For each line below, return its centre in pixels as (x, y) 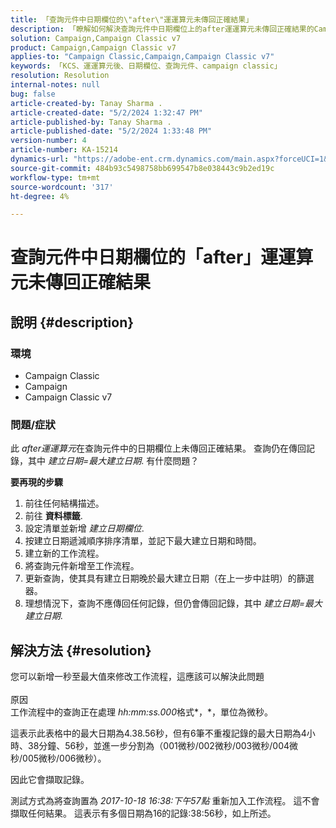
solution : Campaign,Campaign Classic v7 (96, 38)
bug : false (33, 94)
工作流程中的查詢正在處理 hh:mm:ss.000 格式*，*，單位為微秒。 (142, 712)
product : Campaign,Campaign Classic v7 (93, 47)
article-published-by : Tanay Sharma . (91, 122)
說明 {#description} (72, 322)
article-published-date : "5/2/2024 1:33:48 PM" (111, 131)
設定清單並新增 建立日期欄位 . (84, 528)
